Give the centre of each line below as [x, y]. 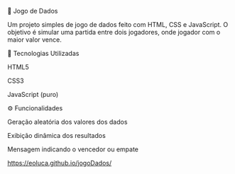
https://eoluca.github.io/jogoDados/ [60, 163]
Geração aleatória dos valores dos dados [67, 122]
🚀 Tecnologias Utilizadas [43, 53]
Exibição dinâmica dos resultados [57, 135]
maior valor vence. [34, 40]
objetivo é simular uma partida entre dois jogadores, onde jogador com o [114, 32]
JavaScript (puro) [33, 94]
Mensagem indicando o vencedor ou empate [73, 149]
